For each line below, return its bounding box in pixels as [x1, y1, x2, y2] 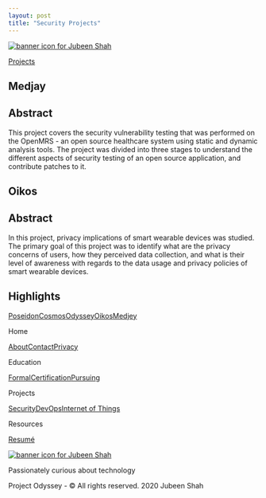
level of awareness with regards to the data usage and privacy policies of [8, 258, 248, 268]
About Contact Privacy [8, 342, 79, 351]
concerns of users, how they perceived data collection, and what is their [8, 249, 245, 259]
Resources [8, 419, 44, 429]
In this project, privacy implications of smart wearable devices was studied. [8, 233, 255, 242]
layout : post [8, 11, 52, 20]
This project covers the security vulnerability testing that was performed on [8, 127, 256, 137]
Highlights [8, 290, 61, 304]
